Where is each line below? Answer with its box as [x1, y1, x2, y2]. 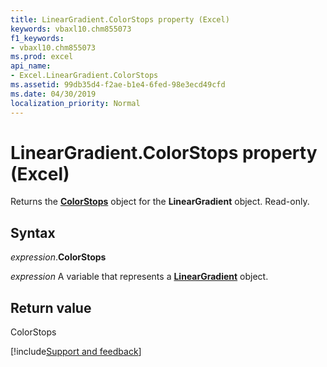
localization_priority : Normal [10, 98, 141, 108]
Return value [10, 299, 92, 316]
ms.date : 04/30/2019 [10, 89, 97, 99]
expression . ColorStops [10, 251, 107, 263]
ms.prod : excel [10, 52, 74, 62]
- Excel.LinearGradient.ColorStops [10, 71, 159, 81]
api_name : [10, 61, 52, 71]
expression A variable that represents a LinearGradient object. [10, 271, 269, 283]
